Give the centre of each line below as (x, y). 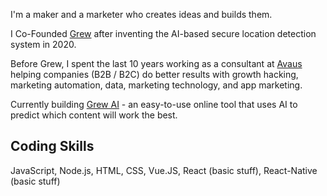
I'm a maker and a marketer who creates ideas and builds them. (141, 14)
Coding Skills (52, 146)
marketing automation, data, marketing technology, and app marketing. (156, 85)
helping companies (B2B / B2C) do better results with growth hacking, (154, 74)
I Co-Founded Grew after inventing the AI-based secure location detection (163, 33)
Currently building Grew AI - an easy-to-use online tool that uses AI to (154, 104)
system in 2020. (43, 44)
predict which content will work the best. (94, 115)
